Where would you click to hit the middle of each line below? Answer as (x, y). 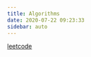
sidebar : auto (28, 26)
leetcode (20, 47)
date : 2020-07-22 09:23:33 (46, 20)
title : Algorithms (33, 14)
